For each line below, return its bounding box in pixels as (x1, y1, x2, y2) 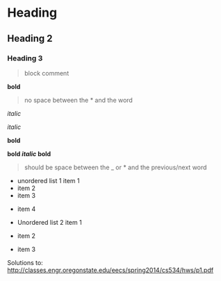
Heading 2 (7, 33, 54, 44)
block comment (24, 69, 69, 77)
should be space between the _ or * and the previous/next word (24, 163, 207, 171)
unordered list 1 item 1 (17, 176, 80, 185)
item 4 (17, 205, 36, 213)
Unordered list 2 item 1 (17, 218, 82, 226)
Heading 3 (7, 53, 43, 63)
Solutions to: (7, 258, 43, 266)
